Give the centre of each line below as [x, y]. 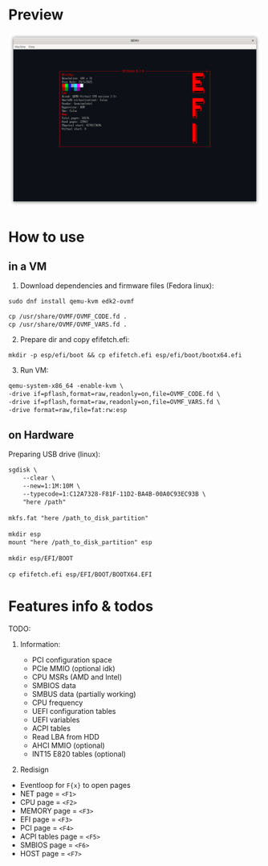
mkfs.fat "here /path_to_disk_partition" [79, 518]
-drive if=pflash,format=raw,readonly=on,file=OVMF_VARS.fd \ [114, 402]
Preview [36, 15]
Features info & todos [81, 606]
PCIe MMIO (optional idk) [73, 669]
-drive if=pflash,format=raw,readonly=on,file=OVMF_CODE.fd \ [114, 394]
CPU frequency [57, 703]
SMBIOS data [54, 686]
